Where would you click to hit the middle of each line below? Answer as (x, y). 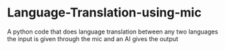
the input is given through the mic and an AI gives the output (93, 38)
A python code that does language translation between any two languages (113, 32)
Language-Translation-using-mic (104, 13)
